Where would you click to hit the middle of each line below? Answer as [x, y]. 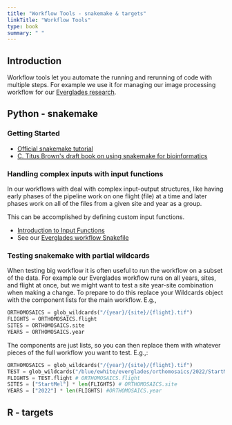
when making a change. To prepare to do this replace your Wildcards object [115, 293]
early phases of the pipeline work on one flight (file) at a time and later [107, 196]
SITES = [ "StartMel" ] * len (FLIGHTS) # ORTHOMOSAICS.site [92, 384]
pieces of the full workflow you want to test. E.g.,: [78, 352]
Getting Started [33, 133]
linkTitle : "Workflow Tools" [49, 20]
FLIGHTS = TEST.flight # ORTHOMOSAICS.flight [74, 378]
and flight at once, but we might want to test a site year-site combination [110, 285]
